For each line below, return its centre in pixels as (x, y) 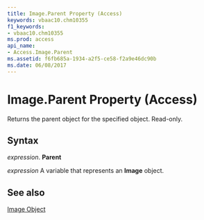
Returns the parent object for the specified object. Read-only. (95, 119)
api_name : (22, 46)
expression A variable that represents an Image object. (86, 171)
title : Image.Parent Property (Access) (65, 14)
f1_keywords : (26, 26)
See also (26, 193)
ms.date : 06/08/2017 (37, 65)
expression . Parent (34, 158)
